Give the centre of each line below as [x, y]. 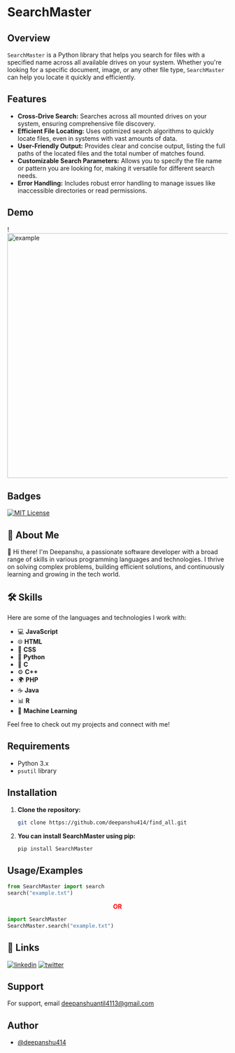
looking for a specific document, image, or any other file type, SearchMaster [116, 70]
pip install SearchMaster [55, 848]
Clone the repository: [49, 809]
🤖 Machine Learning [47, 711]
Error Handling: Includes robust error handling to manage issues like [116, 183]
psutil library [37, 771]
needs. [27, 175]
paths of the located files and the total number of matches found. [111, 153]
